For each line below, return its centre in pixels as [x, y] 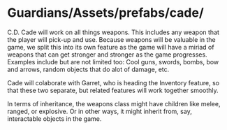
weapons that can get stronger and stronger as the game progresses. [107, 55]
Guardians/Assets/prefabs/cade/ [105, 13]
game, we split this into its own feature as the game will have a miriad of [111, 47]
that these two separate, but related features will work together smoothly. [113, 90]
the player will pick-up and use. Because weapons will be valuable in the [111, 39]
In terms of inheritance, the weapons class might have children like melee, [114, 103]
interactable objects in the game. [54, 118]
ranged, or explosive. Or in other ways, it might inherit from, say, [100, 111]
